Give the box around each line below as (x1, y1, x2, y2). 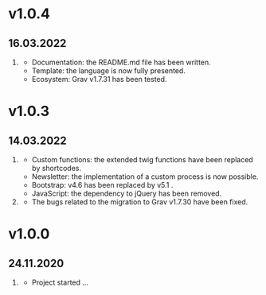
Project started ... (31, 278, 89, 287)
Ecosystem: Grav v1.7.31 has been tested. (31, 75, 167, 83)
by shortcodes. (31, 164, 82, 173)
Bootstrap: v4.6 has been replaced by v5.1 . (31, 180, 174, 189)
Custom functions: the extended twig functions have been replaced (31, 155, 253, 164)
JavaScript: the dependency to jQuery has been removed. (31, 188, 222, 198)
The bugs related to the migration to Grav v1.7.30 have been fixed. (31, 197, 248, 207)
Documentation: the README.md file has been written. (31, 57, 211, 67)
